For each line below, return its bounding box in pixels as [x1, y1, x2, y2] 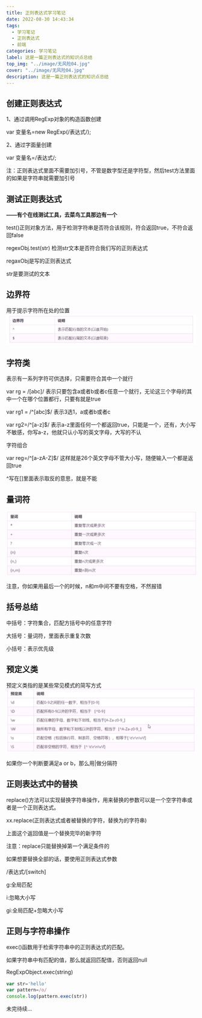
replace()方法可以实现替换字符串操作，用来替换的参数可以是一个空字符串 [6, 796, 188, 803]
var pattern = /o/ [6, 987, 47, 993]
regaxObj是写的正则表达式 [6, 257, 71, 264]
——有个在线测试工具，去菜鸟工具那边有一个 [6, 211, 118, 218]
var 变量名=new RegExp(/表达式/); [6, 128, 92, 136]
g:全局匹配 [6, 881, 33, 888]
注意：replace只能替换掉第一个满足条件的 [6, 842, 110, 850]
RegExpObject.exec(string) [6, 968, 74, 976]
